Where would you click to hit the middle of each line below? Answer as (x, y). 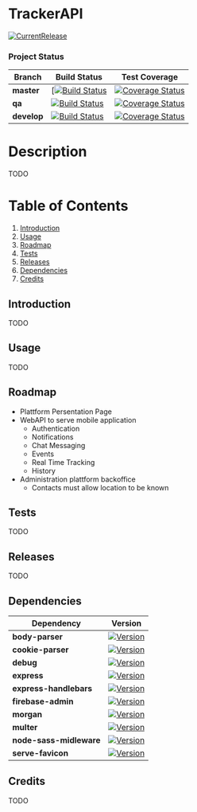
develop (28, 116)
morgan (27, 714)
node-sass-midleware (56, 740)
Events (42, 454)
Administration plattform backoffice (78, 479)
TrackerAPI (46, 14)
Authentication (56, 428)
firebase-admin (43, 701)
